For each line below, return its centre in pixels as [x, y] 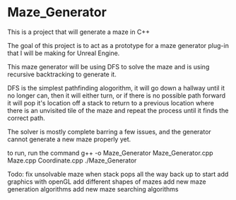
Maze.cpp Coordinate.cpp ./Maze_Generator [72, 160]
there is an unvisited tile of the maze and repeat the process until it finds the [118, 110]
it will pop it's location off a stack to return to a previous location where [111, 102]
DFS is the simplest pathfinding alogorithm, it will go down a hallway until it [116, 88]
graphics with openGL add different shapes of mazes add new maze [107, 182]
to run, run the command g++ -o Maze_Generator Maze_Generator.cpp [110, 153]
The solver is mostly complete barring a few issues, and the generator [110, 131]
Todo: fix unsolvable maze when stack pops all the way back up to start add [118, 174]
